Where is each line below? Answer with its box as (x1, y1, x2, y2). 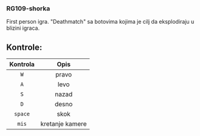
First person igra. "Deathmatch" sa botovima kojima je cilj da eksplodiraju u (6, 18, 195, 25)
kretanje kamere (40, 120, 87, 128)
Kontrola (9, 60, 35, 69)
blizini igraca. (6, 24, 40, 32)
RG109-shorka (6, 4, 50, 13)
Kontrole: (6, 42, 43, 52)
